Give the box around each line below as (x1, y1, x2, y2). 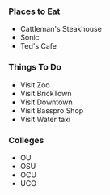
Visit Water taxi (19, 114, 71, 124)
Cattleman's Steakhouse (19, 24, 103, 34)
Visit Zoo (19, 79, 50, 90)
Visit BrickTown (19, 88, 72, 98)
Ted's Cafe (19, 41, 57, 51)
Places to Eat (8, 6, 61, 17)
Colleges (8, 134, 44, 146)
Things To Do (8, 61, 62, 73)
